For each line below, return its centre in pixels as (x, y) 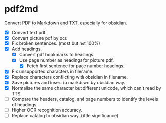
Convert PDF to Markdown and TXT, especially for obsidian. (66, 23)
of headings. (25, 104)
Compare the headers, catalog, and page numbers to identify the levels (85, 99)
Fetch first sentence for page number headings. (76, 66)
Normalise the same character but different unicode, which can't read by (86, 88)
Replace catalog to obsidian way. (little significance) (65, 115)
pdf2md (21, 9)
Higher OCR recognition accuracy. (47, 110)
